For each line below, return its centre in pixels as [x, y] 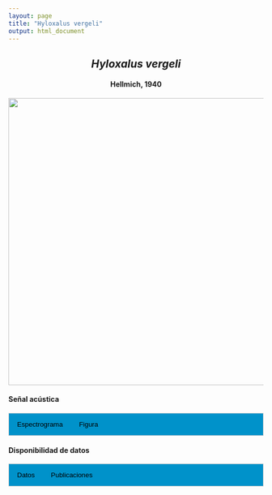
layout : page [30, 16]
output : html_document [47, 31]
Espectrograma [40, 425]
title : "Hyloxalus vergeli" [56, 23]
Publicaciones [72, 475]
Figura [89, 425]
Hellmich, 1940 [136, 84]
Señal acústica [34, 399]
